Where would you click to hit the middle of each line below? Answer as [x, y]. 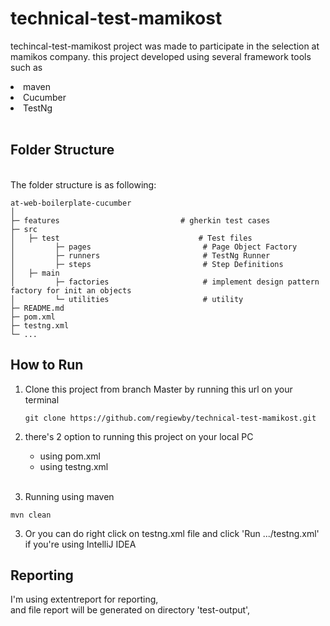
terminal [42, 399]
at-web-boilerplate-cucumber [71, 203]
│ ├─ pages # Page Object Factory [154, 247]
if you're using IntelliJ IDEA [80, 544]
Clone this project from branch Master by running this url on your [158, 389]
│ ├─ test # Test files [131, 238]
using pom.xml [70, 456]
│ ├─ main [35, 273]
